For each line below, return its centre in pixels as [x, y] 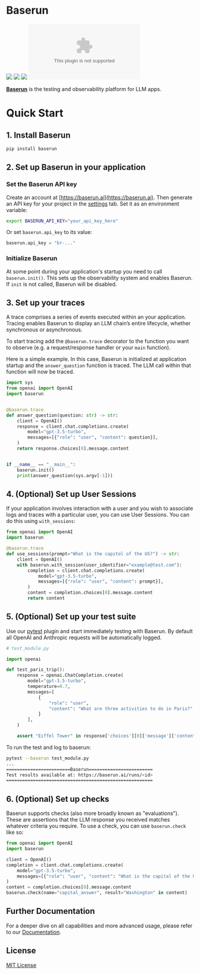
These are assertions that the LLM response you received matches [88, 820]
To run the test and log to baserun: [49, 747]
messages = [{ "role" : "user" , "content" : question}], [93, 438]
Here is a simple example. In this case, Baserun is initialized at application [96, 359]
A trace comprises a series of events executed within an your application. [96, 317]
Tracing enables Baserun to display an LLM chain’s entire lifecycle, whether [99, 323]
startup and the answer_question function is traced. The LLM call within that [99, 365]
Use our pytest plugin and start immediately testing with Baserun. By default [100, 631]
